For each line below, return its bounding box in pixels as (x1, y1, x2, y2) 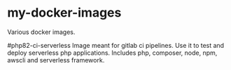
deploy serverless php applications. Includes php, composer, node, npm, (7, 49, 218, 57)
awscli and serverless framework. (7, 55, 105, 64)
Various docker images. (7, 28, 76, 36)
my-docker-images (7, 5, 122, 21)
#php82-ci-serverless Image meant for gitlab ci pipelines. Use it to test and (7, 41, 225, 49)
